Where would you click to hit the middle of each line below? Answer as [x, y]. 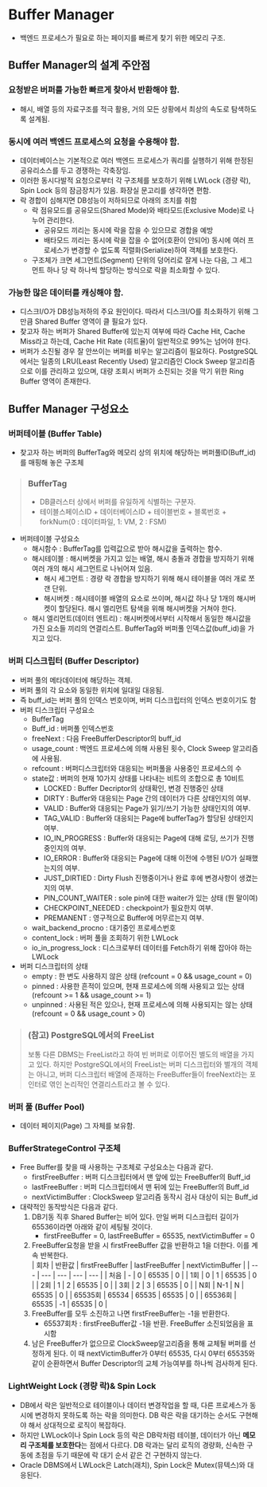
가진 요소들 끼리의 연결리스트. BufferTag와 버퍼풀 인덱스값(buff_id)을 [139, 628]
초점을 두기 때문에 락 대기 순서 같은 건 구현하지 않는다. [118, 1455]
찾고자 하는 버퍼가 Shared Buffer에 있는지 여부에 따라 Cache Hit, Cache [132, 332]
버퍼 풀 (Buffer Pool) [46, 1107]
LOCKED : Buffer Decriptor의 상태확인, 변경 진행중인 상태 [133, 788]
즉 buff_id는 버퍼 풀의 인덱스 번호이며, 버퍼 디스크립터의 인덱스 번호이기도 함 [138, 700]
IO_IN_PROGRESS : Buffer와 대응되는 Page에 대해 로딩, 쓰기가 [141, 838]
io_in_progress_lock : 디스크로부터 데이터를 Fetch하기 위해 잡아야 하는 [142, 947]
